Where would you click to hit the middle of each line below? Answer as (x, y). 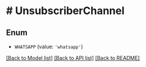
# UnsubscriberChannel (65, 11)
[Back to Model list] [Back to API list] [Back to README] (73, 58)
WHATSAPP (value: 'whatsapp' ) (49, 46)
